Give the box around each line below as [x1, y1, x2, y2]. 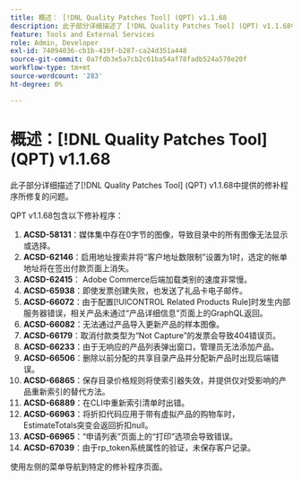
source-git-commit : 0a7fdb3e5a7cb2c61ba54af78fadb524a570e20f [10, 55, 247, 64]
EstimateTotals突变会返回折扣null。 [22, 419, 153, 431]
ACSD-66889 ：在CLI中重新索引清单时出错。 [22, 397, 190, 408]
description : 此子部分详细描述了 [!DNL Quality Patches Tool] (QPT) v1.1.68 [10, 22, 291, 31]
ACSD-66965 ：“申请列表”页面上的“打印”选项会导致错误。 [22, 431, 238, 441]
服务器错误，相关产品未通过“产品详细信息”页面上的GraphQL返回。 [22, 307, 268, 319]
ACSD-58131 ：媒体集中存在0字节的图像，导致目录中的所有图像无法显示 [22, 229, 289, 240]
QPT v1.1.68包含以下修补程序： [10, 210, 124, 221]
